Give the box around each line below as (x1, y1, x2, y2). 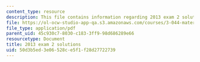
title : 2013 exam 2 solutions (6, 42, 82, 48)
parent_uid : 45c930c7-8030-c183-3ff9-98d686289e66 (6, 31, 135, 37)
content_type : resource (6, 8, 65, 15)
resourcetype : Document (6, 36, 65, 42)
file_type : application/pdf (6, 25, 76, 31)
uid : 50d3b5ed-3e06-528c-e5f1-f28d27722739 (6, 47, 116, 53)
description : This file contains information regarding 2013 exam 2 (6, 14, 180, 20)
